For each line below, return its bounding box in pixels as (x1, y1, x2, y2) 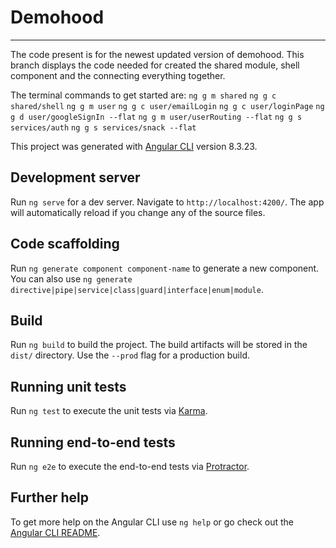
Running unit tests (10, 378, 127, 395)
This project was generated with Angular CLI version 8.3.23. (10, 140, 258, 152)
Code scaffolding (10, 236, 120, 253)
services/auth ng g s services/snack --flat (10, 122, 197, 133)
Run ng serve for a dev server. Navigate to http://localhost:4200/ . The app (10, 196, 325, 208)
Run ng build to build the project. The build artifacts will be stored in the (10, 339, 308, 351)
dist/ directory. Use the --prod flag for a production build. (10, 349, 250, 361)
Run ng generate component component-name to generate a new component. (10, 262, 320, 274)
